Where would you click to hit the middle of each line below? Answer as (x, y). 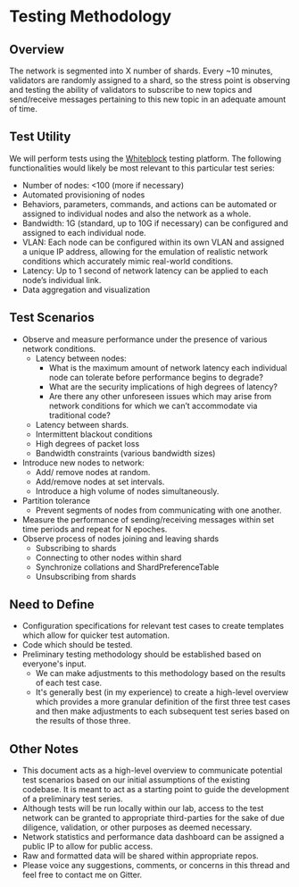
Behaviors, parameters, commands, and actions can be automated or (149, 204)
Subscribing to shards (76, 548)
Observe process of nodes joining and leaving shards (120, 539)
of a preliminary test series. (72, 799)
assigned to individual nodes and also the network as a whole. (137, 213)
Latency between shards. (82, 424)
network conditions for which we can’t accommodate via (153, 406)
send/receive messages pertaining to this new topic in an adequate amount (148, 99)
